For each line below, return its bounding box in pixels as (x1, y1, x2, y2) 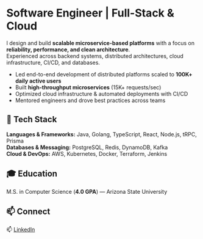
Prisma (6, 137, 24, 144)
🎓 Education (6, 169, 58, 179)
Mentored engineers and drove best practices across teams (15, 97, 166, 104)
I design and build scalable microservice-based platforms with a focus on (6, 39, 195, 46)
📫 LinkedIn (6, 226, 35, 233)
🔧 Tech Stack (6, 114, 57, 125)
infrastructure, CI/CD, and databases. (6, 59, 101, 66)
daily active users (15, 77, 62, 84)
